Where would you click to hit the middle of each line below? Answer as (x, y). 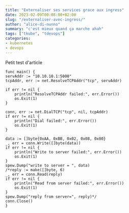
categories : (18, 39)
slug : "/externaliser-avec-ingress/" (45, 19)
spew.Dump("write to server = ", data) (48, 165)
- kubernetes (19, 43)
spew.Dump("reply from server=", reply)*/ (51, 197)
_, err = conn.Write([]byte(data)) (43, 143)
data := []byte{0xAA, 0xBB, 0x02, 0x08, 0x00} (56, 139)
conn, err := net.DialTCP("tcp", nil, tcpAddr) (57, 112)
